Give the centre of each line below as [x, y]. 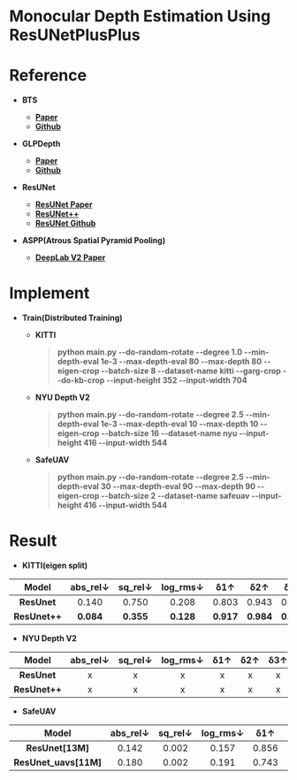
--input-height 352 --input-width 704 [176, 380]
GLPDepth [41, 144]
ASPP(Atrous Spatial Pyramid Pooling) [94, 241]
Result [33, 541]
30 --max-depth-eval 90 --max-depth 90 [178, 486]
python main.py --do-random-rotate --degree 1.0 [150, 352]
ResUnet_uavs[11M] [58, 762]
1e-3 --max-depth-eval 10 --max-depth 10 [179, 424]
